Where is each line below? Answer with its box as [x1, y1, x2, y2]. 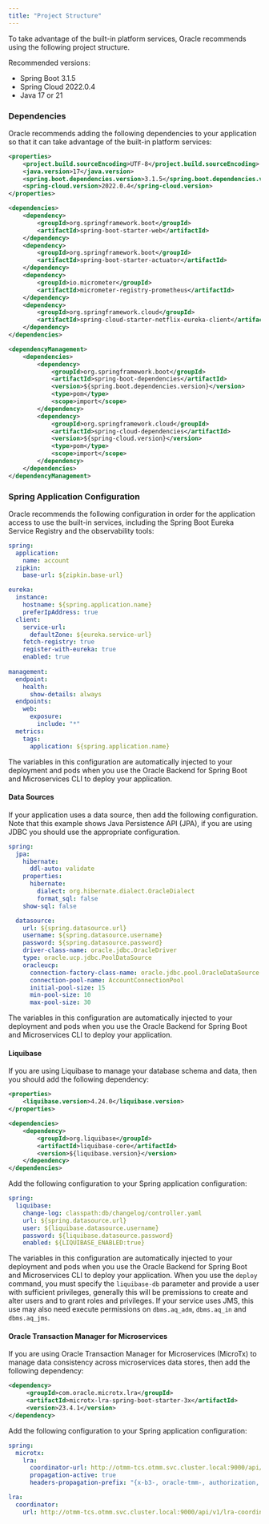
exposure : [29, 712, 62, 721]
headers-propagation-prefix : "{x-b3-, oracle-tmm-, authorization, [29, 1479, 260, 1487]
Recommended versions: [8, 58, 90, 67]
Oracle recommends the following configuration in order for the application [8, 509, 256, 518]
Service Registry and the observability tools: [8, 526, 155, 535]
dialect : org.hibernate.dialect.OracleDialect [37, 887, 195, 896]
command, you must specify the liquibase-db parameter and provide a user [8, 1279, 259, 1288]
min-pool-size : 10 [29, 991, 91, 999]
